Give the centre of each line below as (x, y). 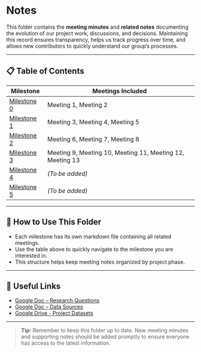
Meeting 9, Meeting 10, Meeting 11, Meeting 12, (116, 152)
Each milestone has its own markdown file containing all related (93, 236)
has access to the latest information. (66, 343)
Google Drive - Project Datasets (54, 313)
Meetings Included (120, 91)
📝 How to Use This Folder (54, 222)
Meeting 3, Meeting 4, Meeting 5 (93, 122)
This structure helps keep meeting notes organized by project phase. (100, 262)
